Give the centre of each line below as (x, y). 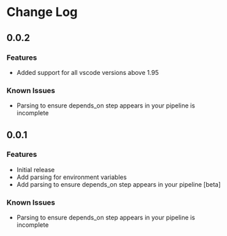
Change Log (42, 12)
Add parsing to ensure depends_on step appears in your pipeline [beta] (119, 184)
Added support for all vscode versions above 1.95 (87, 72)
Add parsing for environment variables (72, 177)
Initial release (35, 169)
